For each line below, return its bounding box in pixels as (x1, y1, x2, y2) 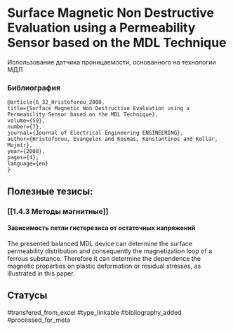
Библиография (7, 83, 61, 93)
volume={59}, (7, 117, 46, 124)
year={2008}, (7, 148, 46, 155)
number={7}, (7, 123, 42, 130)
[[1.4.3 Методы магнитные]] (7, 206, 109, 216)
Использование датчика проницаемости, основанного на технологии (7, 58, 216, 66)
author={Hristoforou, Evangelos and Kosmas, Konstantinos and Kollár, (7, 135, 218, 143)
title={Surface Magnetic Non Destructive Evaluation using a (7, 105, 190, 112)
